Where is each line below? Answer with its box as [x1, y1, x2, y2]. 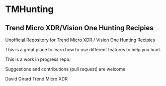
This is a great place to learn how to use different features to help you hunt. [5, 47, 161, 52]
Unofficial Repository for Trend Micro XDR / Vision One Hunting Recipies [5, 37, 155, 43]
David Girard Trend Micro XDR [5, 76, 68, 81]
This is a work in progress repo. [5, 56, 71, 62]
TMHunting [5, 4, 54, 15]
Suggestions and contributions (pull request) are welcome [5, 66, 126, 72]
